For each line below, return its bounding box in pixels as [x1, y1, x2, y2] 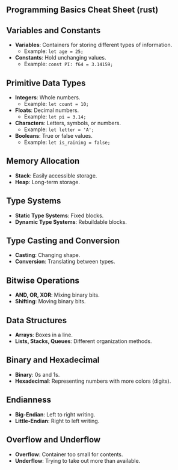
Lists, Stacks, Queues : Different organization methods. [14, 338, 152, 345]
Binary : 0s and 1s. [14, 371, 60, 378]
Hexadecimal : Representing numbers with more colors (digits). [14, 377, 171, 385]
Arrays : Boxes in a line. [14, 331, 73, 339]
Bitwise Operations [6, 275, 79, 285]
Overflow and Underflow [6, 434, 101, 445]
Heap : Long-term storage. [14, 178, 80, 185]
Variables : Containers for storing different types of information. [14, 42, 173, 49]
